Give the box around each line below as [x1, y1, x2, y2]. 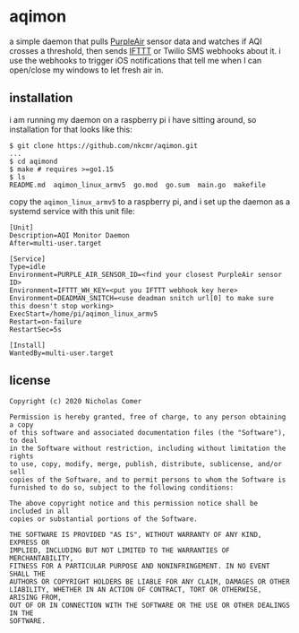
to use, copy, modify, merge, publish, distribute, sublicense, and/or [9, 459, 282, 468]
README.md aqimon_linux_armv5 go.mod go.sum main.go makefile [9, 180, 267, 189]
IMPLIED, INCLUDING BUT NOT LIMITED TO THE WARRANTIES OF [9, 545, 230, 555]
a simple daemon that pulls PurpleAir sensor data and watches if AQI [9, 36, 262, 47]
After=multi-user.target [9, 238, 102, 247]
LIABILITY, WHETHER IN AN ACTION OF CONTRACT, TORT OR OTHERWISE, [9, 585, 262, 594]
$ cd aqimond [9, 157, 58, 166]
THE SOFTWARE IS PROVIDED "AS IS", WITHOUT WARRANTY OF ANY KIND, [9, 530, 262, 539]
